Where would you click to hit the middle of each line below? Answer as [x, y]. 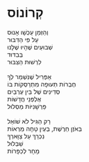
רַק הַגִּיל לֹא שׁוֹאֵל [29, 121]
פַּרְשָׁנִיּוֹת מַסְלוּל [27, 106]
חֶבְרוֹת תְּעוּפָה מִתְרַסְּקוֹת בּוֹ [42, 84]
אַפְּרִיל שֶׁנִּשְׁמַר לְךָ [30, 76]
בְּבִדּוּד [15, 54]
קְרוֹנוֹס [25, 13]
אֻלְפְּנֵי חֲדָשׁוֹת [24, 98]
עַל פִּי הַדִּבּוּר [23, 39]
